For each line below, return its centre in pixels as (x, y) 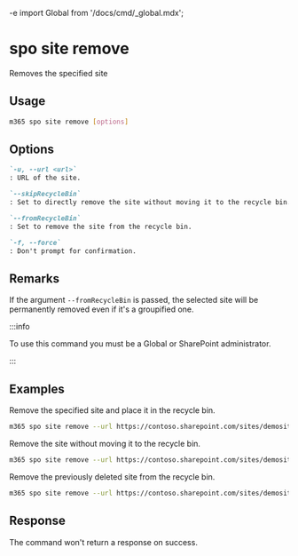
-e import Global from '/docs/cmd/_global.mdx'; (97, 13)
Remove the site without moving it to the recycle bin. (105, 443)
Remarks (35, 278)
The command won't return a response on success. (103, 542)
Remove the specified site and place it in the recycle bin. (112, 410)
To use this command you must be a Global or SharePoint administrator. (140, 344)
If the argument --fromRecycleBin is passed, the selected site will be (134, 300)
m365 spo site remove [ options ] (69, 122)
